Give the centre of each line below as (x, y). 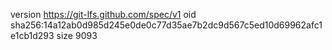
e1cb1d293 (32, 35)
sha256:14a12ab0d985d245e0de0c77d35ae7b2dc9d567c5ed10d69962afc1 (166, 25)
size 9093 (77, 35)
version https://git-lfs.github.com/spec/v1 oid (103, 14)
